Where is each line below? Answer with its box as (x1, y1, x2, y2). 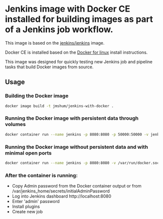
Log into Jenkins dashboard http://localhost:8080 (12, 193, 112, 199)
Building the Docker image (5, 93, 69, 99)
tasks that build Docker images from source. (5, 64, 94, 70)
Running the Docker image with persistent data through (5, 115, 139, 122)
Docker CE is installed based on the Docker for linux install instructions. (5, 49, 148, 55)
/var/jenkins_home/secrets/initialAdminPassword (12, 188, 110, 194)
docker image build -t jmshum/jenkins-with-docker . (5, 103, 114, 109)
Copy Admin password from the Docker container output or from (12, 183, 142, 189)
